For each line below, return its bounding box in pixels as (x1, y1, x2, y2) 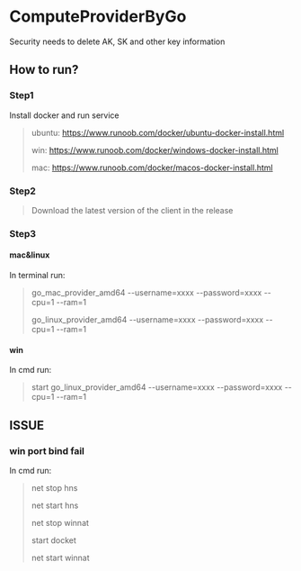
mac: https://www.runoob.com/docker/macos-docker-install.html (31, 162, 273, 173)
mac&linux (9, 249, 50, 260)
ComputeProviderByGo (9, 6, 187, 27)
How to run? (9, 62, 79, 77)
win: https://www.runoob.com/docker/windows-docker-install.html (31, 144, 279, 155)
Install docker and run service (9, 110, 120, 121)
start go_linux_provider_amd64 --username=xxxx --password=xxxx (31, 382, 283, 393)
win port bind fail (9, 444, 85, 457)
